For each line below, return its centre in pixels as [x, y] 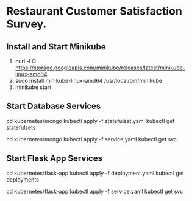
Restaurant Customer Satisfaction [94, 11]
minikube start [33, 87]
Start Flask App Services [54, 159]
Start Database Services [54, 106]
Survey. [27, 24]
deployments [23, 179]
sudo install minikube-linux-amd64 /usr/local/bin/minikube [89, 81]
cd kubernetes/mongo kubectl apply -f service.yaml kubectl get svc [92, 139]
